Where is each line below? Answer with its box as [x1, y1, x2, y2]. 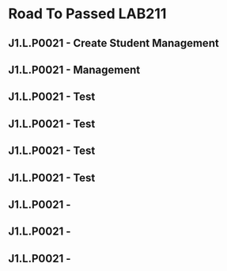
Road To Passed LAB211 [8, 5, 167, 23]
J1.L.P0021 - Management [8, 63, 141, 76]
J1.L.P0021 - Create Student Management [8, 36, 219, 50]
